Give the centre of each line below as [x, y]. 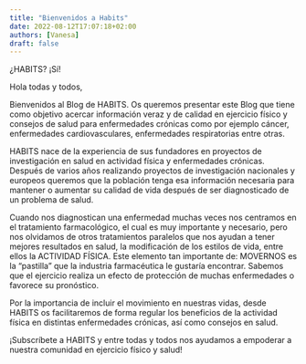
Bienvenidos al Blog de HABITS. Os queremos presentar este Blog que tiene [152, 105]
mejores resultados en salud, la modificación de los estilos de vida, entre [147, 246]
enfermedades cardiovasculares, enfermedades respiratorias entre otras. [148, 134]
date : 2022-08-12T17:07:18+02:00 [73, 26]
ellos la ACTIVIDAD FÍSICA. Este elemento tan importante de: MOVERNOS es [153, 256]
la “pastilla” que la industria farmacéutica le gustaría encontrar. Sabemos [147, 266]
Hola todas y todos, [46, 87]
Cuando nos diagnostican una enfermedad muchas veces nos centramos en [153, 218]
